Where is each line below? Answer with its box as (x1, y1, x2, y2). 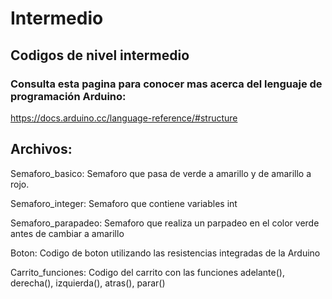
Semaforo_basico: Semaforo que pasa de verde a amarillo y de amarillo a (10, 167, 312, 179)
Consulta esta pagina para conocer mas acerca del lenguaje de (10, 77, 323, 91)
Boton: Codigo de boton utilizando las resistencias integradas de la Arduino (10, 247, 321, 259)
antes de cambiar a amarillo (10, 227, 125, 239)
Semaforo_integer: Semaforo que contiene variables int (10, 197, 238, 209)
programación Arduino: (10, 89, 127, 103)
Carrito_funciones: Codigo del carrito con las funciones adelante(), (10, 266, 285, 278)
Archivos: (10, 141, 73, 158)
